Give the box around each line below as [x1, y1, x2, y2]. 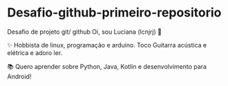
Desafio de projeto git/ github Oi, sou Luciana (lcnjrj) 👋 [7, 28, 162, 36]
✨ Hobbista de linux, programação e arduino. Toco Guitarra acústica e [7, 41, 207, 49]
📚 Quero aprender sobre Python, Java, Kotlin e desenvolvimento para [7, 62, 207, 70]
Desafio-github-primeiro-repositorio [7, 5, 222, 21]
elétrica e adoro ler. [7, 48, 63, 56]
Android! [7, 72, 32, 80]
